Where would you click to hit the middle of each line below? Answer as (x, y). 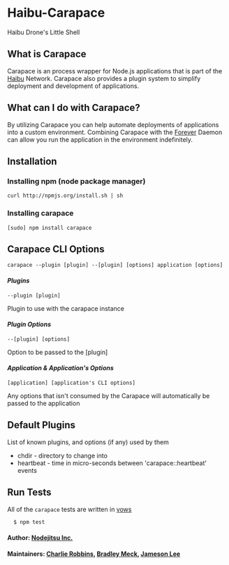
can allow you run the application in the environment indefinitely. (100, 139)
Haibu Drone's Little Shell (44, 32)
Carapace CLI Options (56, 249)
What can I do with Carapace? (74, 108)
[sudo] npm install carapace (50, 228)
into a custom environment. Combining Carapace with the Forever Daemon (115, 132)
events (27, 470)
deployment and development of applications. (73, 86)
